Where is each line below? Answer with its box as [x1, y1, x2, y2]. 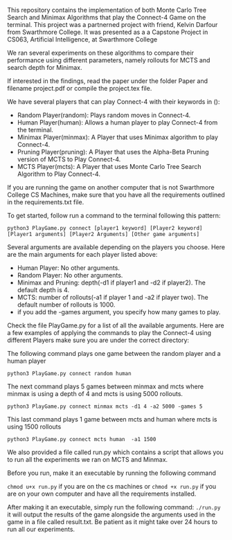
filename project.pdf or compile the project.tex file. [7, 84, 152, 92]
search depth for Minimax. [7, 64, 82, 71]
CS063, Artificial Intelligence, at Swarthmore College [7, 35, 158, 44]
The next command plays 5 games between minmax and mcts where [7, 382, 204, 390]
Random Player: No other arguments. [17, 271, 123, 279]
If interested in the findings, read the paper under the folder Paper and [7, 77, 208, 85]
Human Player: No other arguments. [17, 264, 120, 272]
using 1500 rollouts [7, 422, 62, 431]
